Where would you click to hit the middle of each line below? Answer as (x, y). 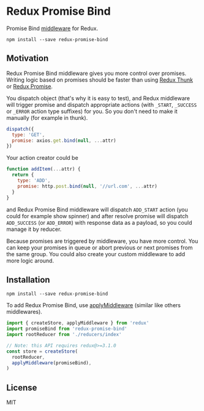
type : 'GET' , (28, 135)
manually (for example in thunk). (47, 117)
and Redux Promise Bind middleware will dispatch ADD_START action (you (97, 209)
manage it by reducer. (34, 229)
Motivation (28, 59)
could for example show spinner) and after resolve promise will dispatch (97, 216)
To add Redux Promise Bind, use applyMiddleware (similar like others (93, 305)
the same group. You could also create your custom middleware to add (96, 254)
